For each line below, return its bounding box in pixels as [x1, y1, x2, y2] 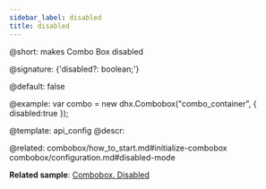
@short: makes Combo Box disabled [9, 46, 144, 56]
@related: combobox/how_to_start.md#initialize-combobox [9, 142, 227, 153]
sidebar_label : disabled [9, 13, 102, 22]
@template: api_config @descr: [9, 125, 125, 135]
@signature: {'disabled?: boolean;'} [9, 64, 140, 74]
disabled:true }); [9, 107, 69, 118]
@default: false [9, 81, 65, 91]
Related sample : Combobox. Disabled [9, 169, 150, 180]
